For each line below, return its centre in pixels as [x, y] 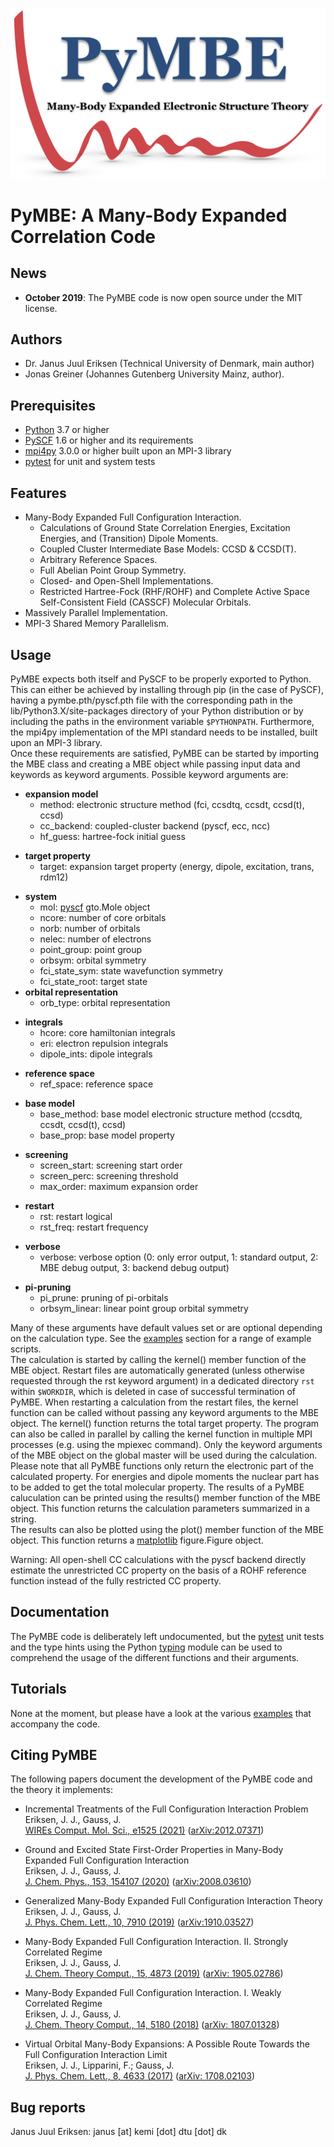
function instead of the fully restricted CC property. [116, 1580]
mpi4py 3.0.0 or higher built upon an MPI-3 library [128, 451]
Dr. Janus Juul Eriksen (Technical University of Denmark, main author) [169, 364]
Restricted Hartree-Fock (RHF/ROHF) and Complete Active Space [174, 592]
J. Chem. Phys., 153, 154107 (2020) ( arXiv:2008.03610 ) [138, 1882]
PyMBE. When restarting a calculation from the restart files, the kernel [154, 1402]
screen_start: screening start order [111, 1165]
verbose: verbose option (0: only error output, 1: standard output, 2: [179, 1257]
